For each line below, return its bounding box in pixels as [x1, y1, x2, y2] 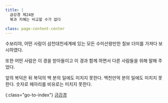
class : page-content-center [5, 26, 65, 31]
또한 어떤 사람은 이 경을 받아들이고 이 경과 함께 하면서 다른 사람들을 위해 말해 [5, 58, 157, 64]
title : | [5, 7, 24, 13]
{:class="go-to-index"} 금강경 [5, 92, 67, 98]
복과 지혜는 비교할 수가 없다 [10, 17, 61, 22]
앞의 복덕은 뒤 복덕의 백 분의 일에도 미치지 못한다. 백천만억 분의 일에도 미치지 [5, 75, 157, 81]
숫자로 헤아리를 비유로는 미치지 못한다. [16, 81, 93, 87]
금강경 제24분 [10, 12, 35, 17]
